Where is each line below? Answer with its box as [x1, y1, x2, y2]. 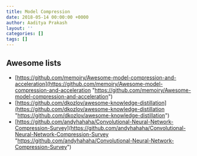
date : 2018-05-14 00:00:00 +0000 [6, 14, 89, 20]
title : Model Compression [6, 8, 70, 15]
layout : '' [6, 25, 33, 31]
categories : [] [6, 31, 44, 37]
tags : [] [6, 36, 28, 42]
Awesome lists [6, 58, 62, 68]
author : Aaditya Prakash [6, 20, 68, 26]
